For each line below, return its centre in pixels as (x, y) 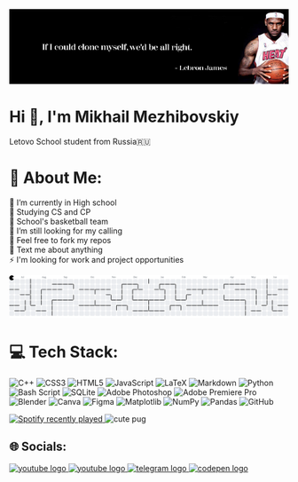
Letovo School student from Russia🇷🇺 (80, 141)
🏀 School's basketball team (59, 221)
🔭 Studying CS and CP (50, 211)
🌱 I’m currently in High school (63, 202)
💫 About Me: (56, 178)
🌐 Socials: (38, 447)
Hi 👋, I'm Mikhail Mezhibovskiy (124, 117)
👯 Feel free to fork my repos (60, 240)
